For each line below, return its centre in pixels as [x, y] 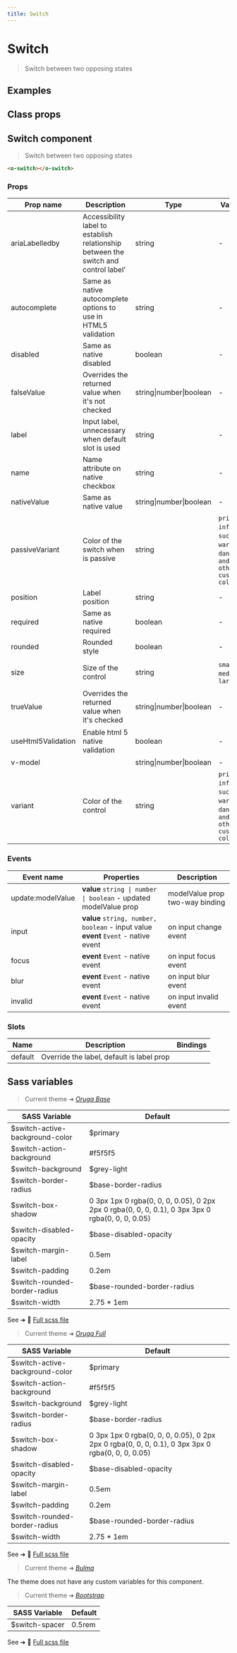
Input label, [101, 422]
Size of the [100, 668]
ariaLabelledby [35, 243]
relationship [102, 243]
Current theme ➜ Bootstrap [64, 1595]
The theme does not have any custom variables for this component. [106, 1581]
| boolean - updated [116, 898]
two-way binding [197, 902]
